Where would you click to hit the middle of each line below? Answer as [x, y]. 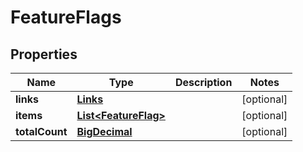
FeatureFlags [66, 17]
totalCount [41, 131]
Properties [44, 54]
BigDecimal [104, 131]
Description [203, 82]
